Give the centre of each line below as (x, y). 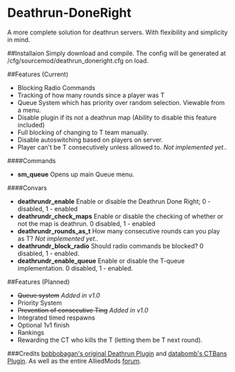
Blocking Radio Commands (56, 87)
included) (31, 124)
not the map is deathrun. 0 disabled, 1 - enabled (86, 223)
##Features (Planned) (38, 282)
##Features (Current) (38, 74)
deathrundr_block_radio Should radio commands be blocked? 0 (111, 245)
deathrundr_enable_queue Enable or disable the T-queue (101, 261)
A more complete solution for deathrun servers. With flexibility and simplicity (117, 32)
